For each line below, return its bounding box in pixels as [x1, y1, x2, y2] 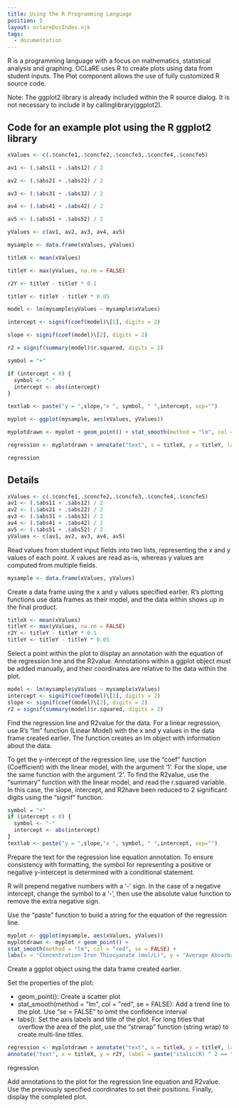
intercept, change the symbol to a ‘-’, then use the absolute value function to [7, 889, 231, 898]
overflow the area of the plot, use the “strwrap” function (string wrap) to [17, 1022, 229, 1031]
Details [7, 474, 39, 486]
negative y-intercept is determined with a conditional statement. [7, 868, 195, 876]
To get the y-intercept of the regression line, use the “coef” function [7, 755, 206, 764]
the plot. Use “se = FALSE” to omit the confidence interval [17, 1007, 187, 1016]
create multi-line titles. [17, 1030, 84, 1039]
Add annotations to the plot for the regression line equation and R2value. [7, 1077, 221, 1086]
